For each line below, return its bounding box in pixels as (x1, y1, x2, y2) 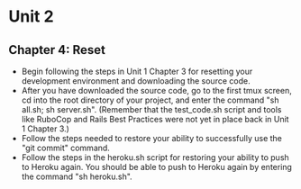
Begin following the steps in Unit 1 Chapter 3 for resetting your (21, 66, 253, 76)
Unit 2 (8, 6, 55, 27)
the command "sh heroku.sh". (21, 171, 132, 182)
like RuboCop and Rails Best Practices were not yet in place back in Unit (21, 114, 289, 124)
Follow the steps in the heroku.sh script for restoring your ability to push (21, 152, 289, 163)
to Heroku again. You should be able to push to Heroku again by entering (21, 162, 292, 172)
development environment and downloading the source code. (21, 76, 251, 86)
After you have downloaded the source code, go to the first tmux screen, (21, 85, 292, 95)
